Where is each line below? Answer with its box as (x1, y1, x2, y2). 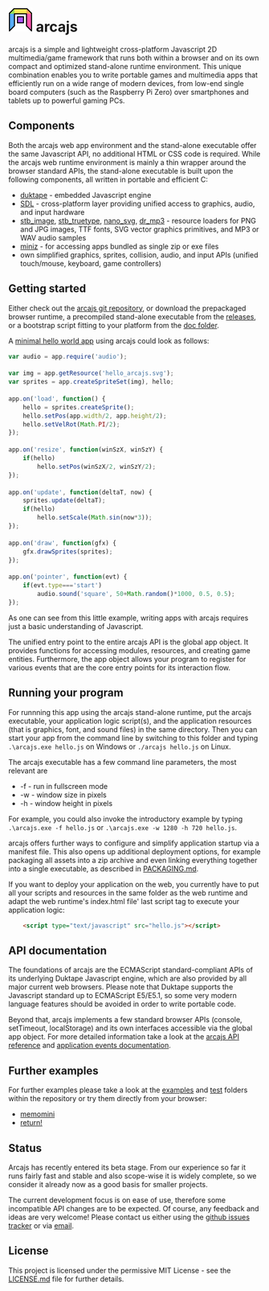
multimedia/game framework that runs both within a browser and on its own (8, 52, 259, 63)
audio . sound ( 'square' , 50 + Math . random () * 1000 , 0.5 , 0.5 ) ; (37, 590, 235, 598)
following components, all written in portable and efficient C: (8, 175, 209, 184)
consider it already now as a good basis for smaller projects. (8, 1179, 209, 1189)
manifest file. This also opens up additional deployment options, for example (8, 846, 261, 856)
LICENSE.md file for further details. (8, 1274, 124, 1284)
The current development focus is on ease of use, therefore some (8, 1194, 226, 1205)
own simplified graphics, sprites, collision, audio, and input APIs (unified (19, 249, 259, 260)
